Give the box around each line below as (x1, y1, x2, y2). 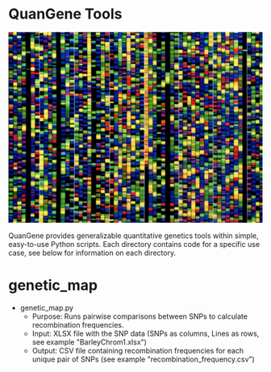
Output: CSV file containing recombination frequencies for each (31, 345, 244, 355)
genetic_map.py (19, 303, 74, 312)
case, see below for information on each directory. (8, 248, 176, 257)
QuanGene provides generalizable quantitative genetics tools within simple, (8, 231, 259, 240)
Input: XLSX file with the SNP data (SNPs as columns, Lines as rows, (31, 328, 260, 338)
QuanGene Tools (8, 5, 123, 23)
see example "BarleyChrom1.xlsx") (31, 336, 148, 347)
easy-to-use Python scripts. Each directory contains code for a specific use (8, 239, 261, 249)
